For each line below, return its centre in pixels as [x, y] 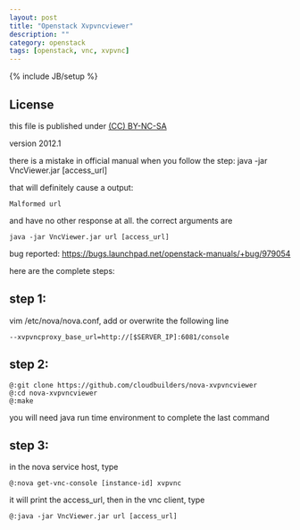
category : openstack [48, 43]
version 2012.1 [35, 143]
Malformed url [36, 204]
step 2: [29, 365]
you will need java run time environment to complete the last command [139, 417]
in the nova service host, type [64, 467]
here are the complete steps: [62, 270]
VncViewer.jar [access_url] [58, 170]
